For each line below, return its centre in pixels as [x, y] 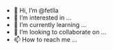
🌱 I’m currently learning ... [50, 25]
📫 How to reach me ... [45, 40]
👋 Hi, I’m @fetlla [36, 10]
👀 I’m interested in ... [42, 18]
